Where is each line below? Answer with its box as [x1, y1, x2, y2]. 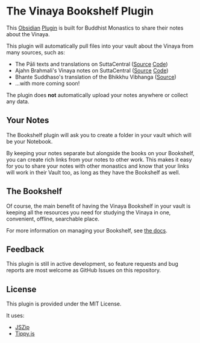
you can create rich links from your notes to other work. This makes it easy [6, 156, 192, 163]
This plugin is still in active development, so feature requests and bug [6, 260, 179, 268]
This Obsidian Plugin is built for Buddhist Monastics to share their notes [6, 24, 184, 31]
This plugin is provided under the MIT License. [6, 300, 122, 307]
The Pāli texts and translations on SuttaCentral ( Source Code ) [14, 60, 168, 68]
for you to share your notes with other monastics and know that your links [6, 162, 189, 170]
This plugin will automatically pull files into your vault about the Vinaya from [6, 42, 194, 50]
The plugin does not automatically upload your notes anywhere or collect [6, 91, 188, 98]
